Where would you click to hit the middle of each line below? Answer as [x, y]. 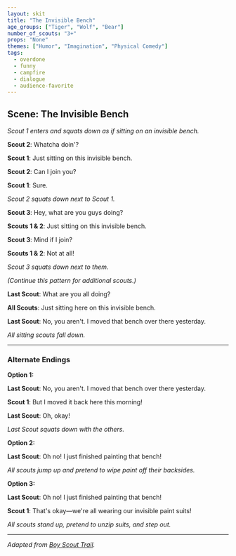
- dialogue [29, 79]
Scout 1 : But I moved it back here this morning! [75, 402]
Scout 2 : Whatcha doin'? [43, 145]
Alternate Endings [39, 359]
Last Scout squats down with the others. [66, 430]
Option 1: [20, 375]
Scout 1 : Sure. [27, 185]
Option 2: [21, 443]
